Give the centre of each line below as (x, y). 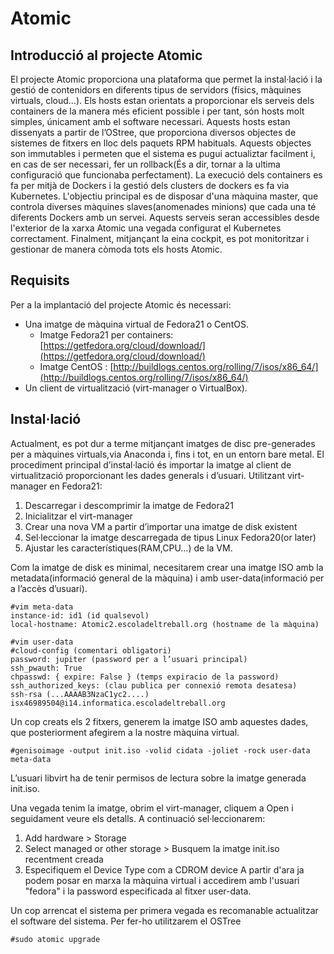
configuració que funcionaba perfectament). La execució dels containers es (166, 175)
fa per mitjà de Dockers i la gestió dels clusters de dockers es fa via (150, 185)
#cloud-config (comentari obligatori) (91, 650)
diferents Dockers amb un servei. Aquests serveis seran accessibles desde (165, 217)
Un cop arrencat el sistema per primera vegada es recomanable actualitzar (164, 910)
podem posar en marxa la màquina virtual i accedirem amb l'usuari (162, 880)
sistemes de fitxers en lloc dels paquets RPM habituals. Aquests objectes (161, 143)
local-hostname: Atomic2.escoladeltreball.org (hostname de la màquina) (165, 624)
